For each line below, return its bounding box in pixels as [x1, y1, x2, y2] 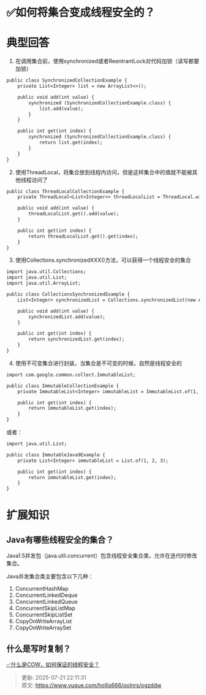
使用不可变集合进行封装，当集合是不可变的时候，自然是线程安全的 [15, 359, 182, 367]
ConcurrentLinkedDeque [15, 591, 78, 599]
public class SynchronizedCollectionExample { [6, 77, 128, 83]
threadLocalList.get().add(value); [28, 211, 120, 217]
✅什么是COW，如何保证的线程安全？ [6, 661, 100, 668]
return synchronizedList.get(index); [28, 336, 124, 342]
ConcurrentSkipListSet [15, 611, 73, 618]
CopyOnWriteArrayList [15, 618, 72, 625]
